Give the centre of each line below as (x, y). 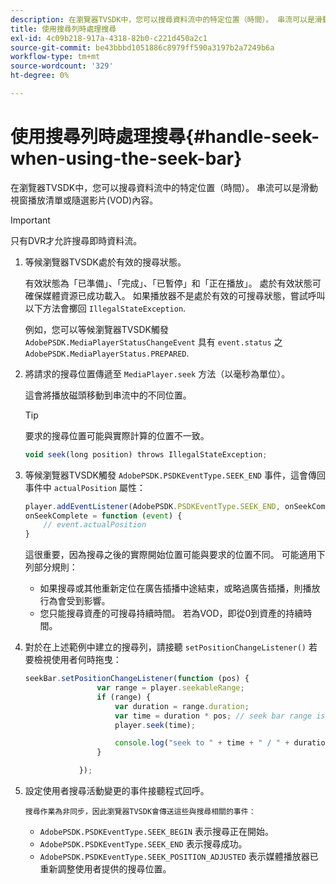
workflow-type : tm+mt (55, 57)
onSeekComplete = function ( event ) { (103, 516)
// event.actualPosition (95, 525)
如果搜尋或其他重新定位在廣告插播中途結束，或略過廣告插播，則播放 (180, 588)
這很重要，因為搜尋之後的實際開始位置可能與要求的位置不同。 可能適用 (170, 555)
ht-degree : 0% (40, 76)
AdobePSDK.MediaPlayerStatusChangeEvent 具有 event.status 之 (153, 342)
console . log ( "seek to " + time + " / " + (202, 743)
